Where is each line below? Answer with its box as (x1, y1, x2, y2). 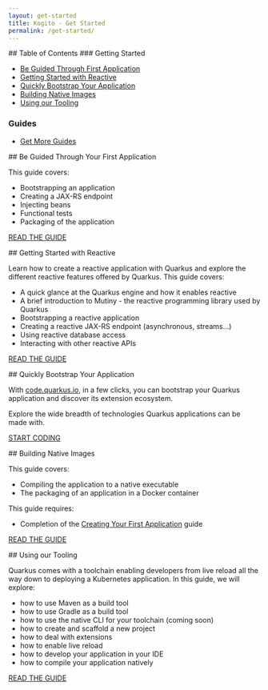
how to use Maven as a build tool (19, 598, 130, 608)
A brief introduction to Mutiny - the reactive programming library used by (19, 295, 261, 305)
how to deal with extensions (19, 632, 113, 641)
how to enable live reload (19, 640, 103, 650)
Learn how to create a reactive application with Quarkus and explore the (8, 263, 246, 273)
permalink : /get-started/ (8, 26, 94, 34)
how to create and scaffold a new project (19, 624, 156, 633)
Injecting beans (19, 199, 71, 209)
